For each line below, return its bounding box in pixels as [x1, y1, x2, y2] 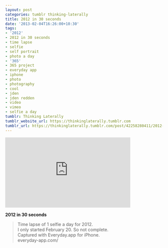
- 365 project [5, 63, 35, 68]
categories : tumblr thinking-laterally [5, 12, 88, 17]
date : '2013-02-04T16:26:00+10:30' [5, 21, 79, 26]
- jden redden [5, 95, 35, 100]
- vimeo [5, 105, 21, 110]
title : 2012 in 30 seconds [5, 16, 61, 21]
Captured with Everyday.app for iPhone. [17, 232, 100, 238]
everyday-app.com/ [17, 237, 58, 243]
